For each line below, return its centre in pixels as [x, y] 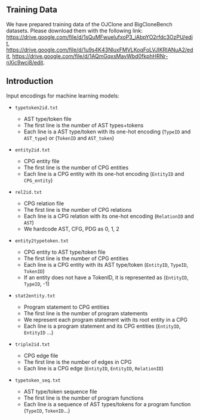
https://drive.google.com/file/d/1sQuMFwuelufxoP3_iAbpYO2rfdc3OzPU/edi [99, 37]
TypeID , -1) [36, 284]
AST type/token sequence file [60, 391]
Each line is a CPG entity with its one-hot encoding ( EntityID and [104, 174]
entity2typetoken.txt [41, 241]
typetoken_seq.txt [38, 380]
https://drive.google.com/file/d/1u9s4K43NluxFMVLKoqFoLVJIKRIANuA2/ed [100, 50]
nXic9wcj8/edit [25, 62]
